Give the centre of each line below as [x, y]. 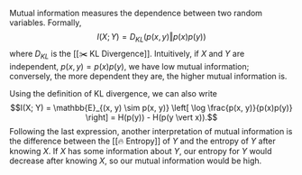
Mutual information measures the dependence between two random [136, 13]
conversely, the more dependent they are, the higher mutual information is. [148, 76]
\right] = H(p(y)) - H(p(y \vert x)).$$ [151, 117]
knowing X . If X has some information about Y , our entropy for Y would [141, 151]
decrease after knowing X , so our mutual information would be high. [136, 161]
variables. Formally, [46, 23]
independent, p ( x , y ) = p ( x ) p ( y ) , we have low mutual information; [129, 66]
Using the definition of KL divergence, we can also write [114, 93]
